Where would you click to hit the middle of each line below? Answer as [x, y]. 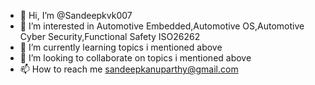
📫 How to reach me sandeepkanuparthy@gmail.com [129, 69]
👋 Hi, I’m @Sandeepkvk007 [76, 15]
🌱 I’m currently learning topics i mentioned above [121, 47]
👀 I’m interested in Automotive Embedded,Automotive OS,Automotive [162, 26]
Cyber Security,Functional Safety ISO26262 [110, 36]
